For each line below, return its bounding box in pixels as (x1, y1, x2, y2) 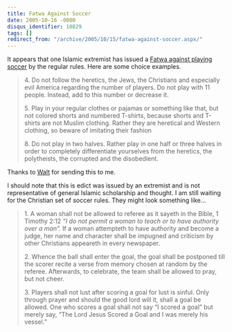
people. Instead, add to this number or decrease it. (24, 91, 169, 99)
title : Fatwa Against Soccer (7, 10, 91, 17)
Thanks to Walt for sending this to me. (7, 168, 116, 176)
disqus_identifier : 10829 (7, 23, 82, 30)
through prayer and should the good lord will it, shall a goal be (24, 296, 202, 304)
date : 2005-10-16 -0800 (7, 17, 76, 24)
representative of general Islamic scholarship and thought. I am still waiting (7, 189, 222, 197)
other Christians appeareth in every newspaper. (24, 239, 161, 247)
